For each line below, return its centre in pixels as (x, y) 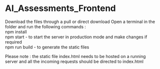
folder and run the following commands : (46, 26)
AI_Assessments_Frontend (61, 8)
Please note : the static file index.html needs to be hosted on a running (76, 56)
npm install (16, 32)
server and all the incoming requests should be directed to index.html (74, 61)
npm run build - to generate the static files (47, 47)
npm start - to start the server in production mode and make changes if (76, 37)
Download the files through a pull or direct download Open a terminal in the (80, 22)
